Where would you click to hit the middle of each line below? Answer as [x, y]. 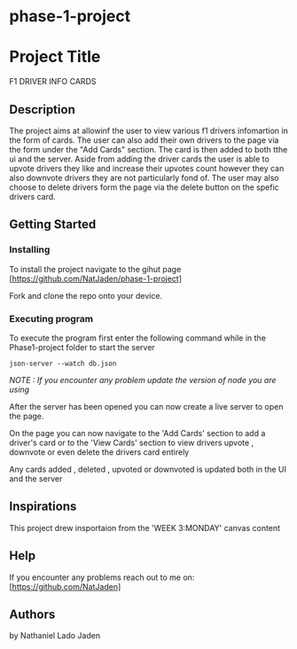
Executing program [51, 318]
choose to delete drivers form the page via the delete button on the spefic [144, 187]
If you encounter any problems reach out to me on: [102, 577]
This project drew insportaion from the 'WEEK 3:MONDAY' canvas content [145, 528]
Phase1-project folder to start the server [82, 347]
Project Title [55, 57]
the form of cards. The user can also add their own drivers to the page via [144, 140]
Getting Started [53, 225]
